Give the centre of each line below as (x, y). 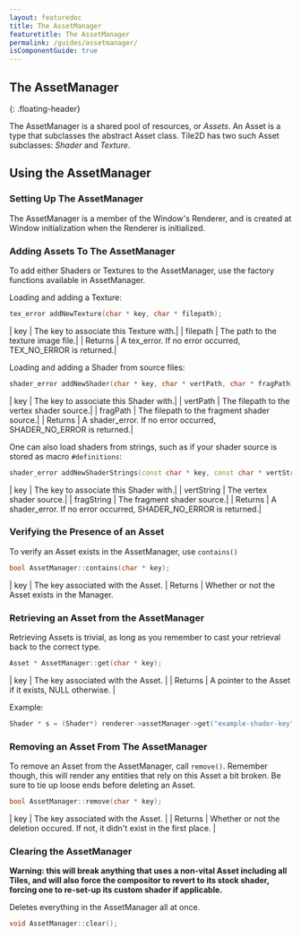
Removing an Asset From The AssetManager (108, 746)
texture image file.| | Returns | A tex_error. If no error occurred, (125, 340)
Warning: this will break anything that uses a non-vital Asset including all (148, 871)
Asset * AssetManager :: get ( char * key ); (86, 664)
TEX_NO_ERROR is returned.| (63, 349)
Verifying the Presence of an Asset (87, 532)
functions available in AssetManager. (77, 279)
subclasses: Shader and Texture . (70, 145)
